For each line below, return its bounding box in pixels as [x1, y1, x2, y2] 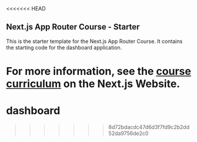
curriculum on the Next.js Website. [6, 77, 181, 90]
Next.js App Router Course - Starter [6, 22, 140, 32]
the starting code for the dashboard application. [6, 44, 122, 51]
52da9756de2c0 [108, 130, 149, 137]
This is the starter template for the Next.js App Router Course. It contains [6, 38, 183, 45]
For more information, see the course [6, 65, 191, 78]
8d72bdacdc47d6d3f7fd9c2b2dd [108, 123, 190, 130]
